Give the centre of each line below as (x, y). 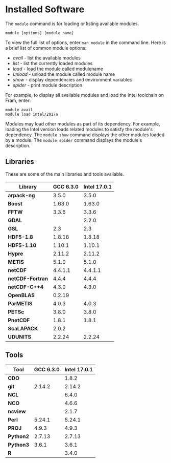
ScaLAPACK (23, 328)
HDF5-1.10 (22, 245)
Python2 (19, 436)
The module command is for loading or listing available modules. (72, 24)
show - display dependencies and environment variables (72, 79)
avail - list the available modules (46, 58)
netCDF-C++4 (26, 287)
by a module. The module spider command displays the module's (74, 140)
